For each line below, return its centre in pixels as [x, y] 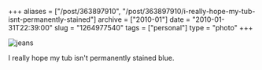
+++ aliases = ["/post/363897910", [65, 11]
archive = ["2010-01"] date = [144, 19]
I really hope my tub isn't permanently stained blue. [91, 58]
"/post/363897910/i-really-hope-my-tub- [189, 11]
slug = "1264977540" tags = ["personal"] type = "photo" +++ [153, 28]
